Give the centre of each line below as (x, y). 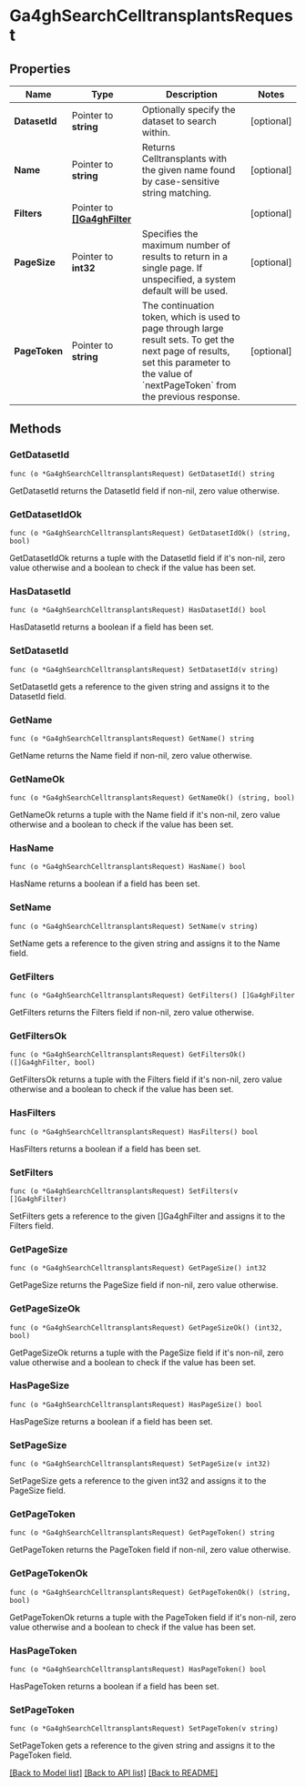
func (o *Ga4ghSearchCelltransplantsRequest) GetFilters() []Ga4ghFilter (153, 996)
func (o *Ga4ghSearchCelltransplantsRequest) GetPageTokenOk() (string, (150, 1592)
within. (156, 133)
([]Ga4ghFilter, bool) (52, 1063)
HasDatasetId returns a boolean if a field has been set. (112, 627)
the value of (167, 374)
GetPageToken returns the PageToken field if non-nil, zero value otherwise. (150, 1550)
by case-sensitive (181, 181)
